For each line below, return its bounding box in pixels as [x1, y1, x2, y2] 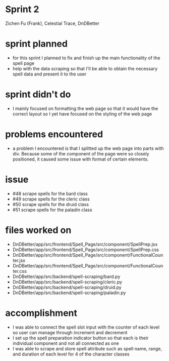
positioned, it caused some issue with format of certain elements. [12, 156, 149, 162]
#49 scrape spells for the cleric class [12, 196, 90, 202]
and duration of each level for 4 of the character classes [12, 351, 130, 357]
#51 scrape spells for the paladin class [12, 207, 92, 213]
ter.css [12, 268, 27, 274]
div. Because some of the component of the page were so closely [12, 150, 150, 156]
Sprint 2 [5, 4, 39, 15]
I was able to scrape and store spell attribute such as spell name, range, [12, 345, 162, 351]
